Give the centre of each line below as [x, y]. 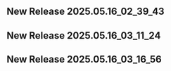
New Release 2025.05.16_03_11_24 [84, 35]
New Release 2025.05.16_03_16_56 [84, 59]
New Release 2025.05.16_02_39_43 [85, 12]
